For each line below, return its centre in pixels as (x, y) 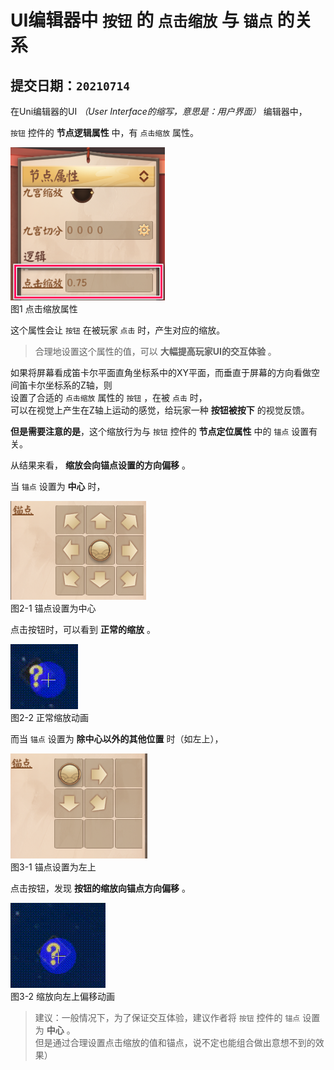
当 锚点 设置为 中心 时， (58, 486)
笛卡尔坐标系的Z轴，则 (65, 385)
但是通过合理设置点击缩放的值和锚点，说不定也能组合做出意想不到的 (175, 1042)
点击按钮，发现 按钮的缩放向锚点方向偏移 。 (100, 888)
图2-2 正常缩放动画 (49, 717)
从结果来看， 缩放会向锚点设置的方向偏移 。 (100, 465)
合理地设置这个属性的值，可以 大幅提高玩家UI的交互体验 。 (155, 351)
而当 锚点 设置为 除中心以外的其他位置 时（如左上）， (117, 739)
